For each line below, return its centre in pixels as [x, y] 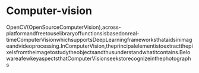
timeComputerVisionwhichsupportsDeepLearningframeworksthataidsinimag [99, 39]
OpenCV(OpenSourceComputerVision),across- [64, 27]
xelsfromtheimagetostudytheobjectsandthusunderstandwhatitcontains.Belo [98, 52]
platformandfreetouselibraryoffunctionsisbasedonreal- [73, 33]
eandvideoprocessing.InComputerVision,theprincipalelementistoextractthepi [99, 46]
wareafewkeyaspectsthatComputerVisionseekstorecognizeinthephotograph [99, 58]
